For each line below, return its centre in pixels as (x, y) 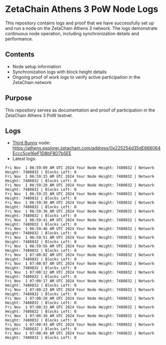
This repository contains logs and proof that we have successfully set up (80, 23)
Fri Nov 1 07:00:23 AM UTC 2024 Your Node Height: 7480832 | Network (80, 290)
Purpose (19, 98)
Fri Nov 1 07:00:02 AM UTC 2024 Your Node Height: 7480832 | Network (80, 255)
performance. (19, 39)
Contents (20, 55)
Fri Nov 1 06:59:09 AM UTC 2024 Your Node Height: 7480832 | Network (80, 168)
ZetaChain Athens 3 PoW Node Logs (82, 9)
